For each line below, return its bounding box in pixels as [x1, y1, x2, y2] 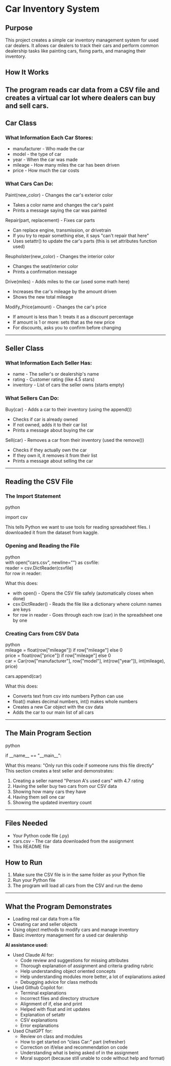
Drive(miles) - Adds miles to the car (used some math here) [5, 278, 130, 284]
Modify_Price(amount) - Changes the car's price [5, 304, 107, 310]
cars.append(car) [5, 673, 42, 679]
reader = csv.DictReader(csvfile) [5, 564, 74, 571]
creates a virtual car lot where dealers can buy [5, 93, 156, 102]
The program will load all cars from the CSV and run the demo [12, 882, 143, 889]
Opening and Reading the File [5, 542, 80, 550]
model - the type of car [12, 151, 62, 157]
